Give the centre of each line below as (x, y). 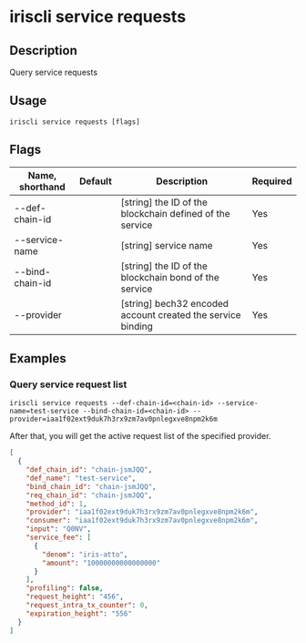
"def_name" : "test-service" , (81, 478)
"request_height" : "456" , (75, 597)
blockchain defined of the (175, 213)
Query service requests (54, 72)
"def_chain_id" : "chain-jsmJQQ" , (89, 470)
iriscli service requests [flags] (75, 122)
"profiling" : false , (65, 588)
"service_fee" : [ (59, 538)
